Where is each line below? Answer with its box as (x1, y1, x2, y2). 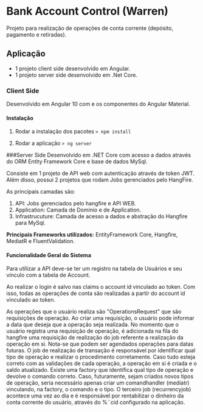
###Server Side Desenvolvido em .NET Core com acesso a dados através (6, 151, 191, 159)
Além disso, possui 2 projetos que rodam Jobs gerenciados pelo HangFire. (6, 176, 193, 183)
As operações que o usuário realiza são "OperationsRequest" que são (6, 308, 182, 315)
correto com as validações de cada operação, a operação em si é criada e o (6, 360, 198, 367)
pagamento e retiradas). (6, 30, 67, 38)
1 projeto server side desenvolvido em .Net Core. (15, 71, 138, 79)
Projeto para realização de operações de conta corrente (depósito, (6, 24, 174, 32)
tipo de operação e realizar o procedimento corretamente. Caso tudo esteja (6, 353, 196, 361)
